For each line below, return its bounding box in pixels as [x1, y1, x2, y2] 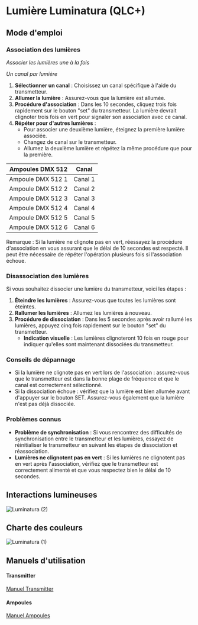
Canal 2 [73, 185, 96, 193]
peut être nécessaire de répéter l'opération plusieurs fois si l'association [6, 250, 182, 258]
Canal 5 [73, 213, 96, 221]
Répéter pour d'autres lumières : [14, 120, 96, 127]
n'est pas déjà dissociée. [14, 401, 76, 408]
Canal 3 [73, 194, 96, 202]
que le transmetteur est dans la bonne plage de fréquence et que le [14, 375, 179, 382]
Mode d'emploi [6, 28, 63, 38]
